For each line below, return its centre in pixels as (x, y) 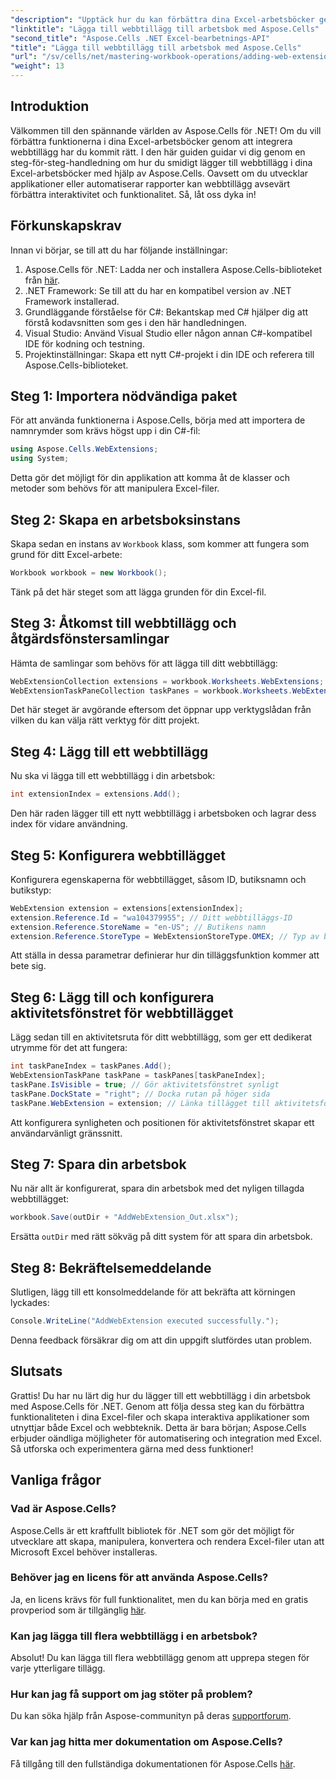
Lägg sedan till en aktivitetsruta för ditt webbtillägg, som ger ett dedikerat (161, 1037)
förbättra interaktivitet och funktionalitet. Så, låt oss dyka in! (133, 194)
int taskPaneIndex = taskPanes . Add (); (91, 1066)
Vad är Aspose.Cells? (63, 1509)
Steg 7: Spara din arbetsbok (98, 1164)
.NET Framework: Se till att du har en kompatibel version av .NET (158, 290)
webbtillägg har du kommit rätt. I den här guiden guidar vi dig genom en (158, 152)
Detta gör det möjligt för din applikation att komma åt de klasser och (150, 478)
